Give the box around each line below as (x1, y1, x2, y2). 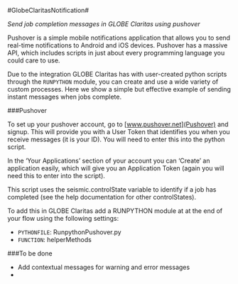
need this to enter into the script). (7, 172, 105, 180)
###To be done (7, 249, 53, 258)
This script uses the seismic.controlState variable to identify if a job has (7, 185, 217, 194)
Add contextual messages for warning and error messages (17, 263, 190, 271)
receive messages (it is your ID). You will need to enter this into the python (7, 135, 225, 143)
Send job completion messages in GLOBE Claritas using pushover (7, 20, 200, 28)
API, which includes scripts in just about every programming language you (7, 49, 225, 57)
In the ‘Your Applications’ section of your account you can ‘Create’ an (7, 156, 210, 165)
